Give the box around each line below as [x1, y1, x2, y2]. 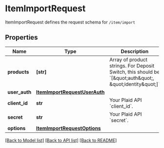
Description [121, 48, 149, 54]
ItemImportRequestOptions [36, 124, 101, 131]
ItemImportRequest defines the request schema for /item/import [5, 19, 136, 25]
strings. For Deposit [109, 62, 155, 69]
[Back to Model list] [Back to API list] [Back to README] [5, 137, 117, 143]
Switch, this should [109, 68, 153, 75]
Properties [5, 33, 38, 42]
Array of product [109, 56, 148, 63]
